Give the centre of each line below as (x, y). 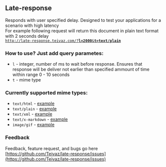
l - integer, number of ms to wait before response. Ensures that (77, 64)
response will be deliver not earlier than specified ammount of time (81, 70)
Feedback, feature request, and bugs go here (51, 148)
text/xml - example (32, 114)
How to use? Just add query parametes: (54, 53)
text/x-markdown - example (40, 119)
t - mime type (27, 80)
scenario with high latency (32, 25)
